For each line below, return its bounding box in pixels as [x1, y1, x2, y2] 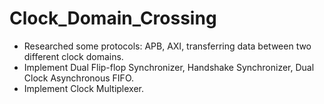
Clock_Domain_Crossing [9, 7, 217, 30]
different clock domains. [23, 50, 124, 62]
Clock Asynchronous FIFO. [23, 72, 135, 84]
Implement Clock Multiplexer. [23, 82, 145, 94]
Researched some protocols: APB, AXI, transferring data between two [23, 40, 312, 52]
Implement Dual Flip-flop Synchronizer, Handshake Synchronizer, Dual [23, 61, 315, 73]
